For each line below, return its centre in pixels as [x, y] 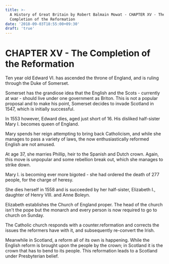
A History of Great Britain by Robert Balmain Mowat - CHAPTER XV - [83, 15]
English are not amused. [30, 145]
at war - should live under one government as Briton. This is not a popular [81, 98]
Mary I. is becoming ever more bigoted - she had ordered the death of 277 [82, 175]
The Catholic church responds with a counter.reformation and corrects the [82, 225]
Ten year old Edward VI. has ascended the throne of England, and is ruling [82, 78]
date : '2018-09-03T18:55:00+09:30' [43, 24]
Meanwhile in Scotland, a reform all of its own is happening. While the [77, 240]
